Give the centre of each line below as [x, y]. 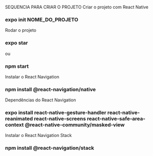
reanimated [19, 119]
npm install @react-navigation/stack [50, 148]
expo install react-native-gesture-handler [56, 113]
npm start [17, 66]
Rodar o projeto [21, 30]
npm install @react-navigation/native [51, 89]
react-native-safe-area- [116, 119]
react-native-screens [60, 119]
